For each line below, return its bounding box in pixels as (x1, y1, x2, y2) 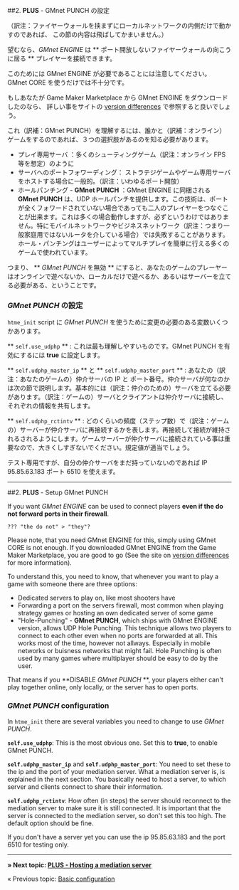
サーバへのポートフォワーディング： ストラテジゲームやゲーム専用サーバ (17, 168, 231, 176)
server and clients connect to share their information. (7, 782, 164, 791)
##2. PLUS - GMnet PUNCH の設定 (7, 6, 110, 14)
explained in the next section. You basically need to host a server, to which (7, 775, 226, 783)
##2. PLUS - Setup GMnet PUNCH (7, 488, 109, 497)
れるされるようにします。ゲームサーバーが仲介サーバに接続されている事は (7, 435, 225, 443)
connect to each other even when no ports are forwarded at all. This (17, 632, 218, 640)
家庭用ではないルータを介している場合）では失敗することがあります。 (23, 231, 229, 238)
